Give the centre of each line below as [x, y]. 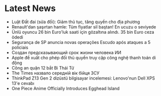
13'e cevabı [23, 83]
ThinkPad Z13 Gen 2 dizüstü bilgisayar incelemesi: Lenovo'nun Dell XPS [83, 78]
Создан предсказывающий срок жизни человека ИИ [66, 52]
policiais [20, 47]
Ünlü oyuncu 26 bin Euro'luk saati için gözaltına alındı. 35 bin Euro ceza [83, 32]
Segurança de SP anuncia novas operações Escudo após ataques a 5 [81, 42]
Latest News [30, 8]
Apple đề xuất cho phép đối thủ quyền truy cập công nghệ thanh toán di [84, 57]
